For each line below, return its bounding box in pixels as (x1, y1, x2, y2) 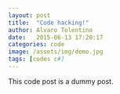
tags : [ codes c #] (8, 56, 65, 63)
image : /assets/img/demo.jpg (8, 48, 104, 56)
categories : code (8, 41, 65, 49)
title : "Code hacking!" (8, 19, 89, 27)
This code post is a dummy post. (8, 76, 114, 86)
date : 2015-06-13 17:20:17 (8, 33, 104, 42)
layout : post (8, 11, 51, 20)
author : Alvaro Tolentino (8, 26, 93, 34)
